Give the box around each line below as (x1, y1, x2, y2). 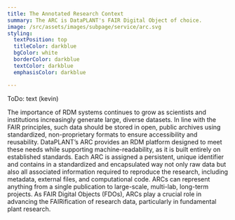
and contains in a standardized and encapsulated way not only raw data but (7, 160, 227, 168)
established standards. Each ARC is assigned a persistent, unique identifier (7, 152, 224, 161)
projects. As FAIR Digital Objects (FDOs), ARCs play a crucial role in (7, 190, 202, 198)
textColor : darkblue (13, 62, 74, 69)
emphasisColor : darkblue (13, 69, 86, 76)
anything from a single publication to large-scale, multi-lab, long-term (7, 182, 209, 191)
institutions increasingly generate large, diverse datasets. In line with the (7, 115, 217, 123)
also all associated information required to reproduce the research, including (7, 167, 229, 176)
